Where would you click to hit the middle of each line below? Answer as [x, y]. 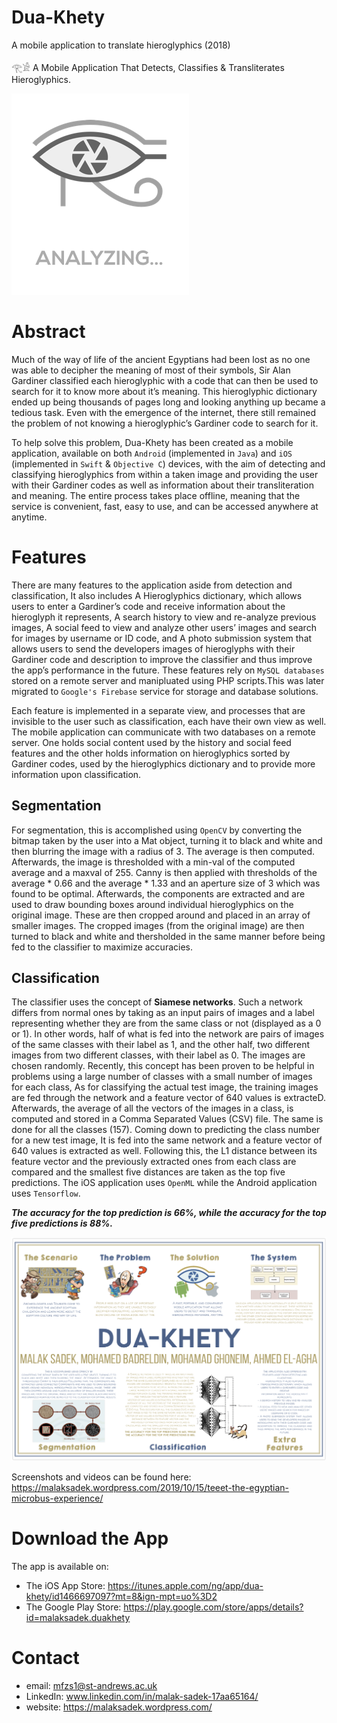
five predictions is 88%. [62, 1223]
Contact [45, 1658]
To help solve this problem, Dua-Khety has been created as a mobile [152, 442]
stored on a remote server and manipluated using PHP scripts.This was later [168, 680]
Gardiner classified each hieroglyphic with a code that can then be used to [165, 380]
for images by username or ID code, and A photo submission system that [162, 638]
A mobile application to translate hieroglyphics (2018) [121, 45]
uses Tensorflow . [46, 1193]
